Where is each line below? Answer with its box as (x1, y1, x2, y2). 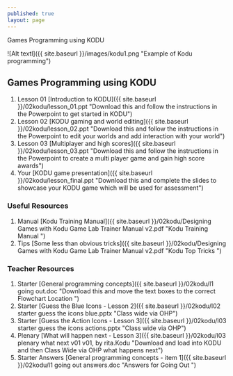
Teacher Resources (7, 263, 74, 273)
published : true (7, 10, 54, 17)
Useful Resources (7, 201, 69, 211)
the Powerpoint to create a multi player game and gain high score (17, 154, 205, 163)
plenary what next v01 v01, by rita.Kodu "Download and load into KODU (17, 338, 222, 347)
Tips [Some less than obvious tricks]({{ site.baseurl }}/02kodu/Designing (17, 239, 226, 247)
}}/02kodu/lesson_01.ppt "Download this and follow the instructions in (17, 102, 218, 111)
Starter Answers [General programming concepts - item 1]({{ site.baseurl (17, 353, 227, 361)
